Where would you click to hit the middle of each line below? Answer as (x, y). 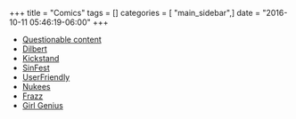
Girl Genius (43, 105)
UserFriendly (46, 77)
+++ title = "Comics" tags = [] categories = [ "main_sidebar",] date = (135, 13)
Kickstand (41, 58)
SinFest (36, 67)
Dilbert (34, 49)
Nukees (36, 87)
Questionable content (62, 40)
